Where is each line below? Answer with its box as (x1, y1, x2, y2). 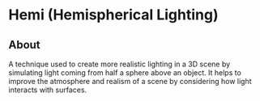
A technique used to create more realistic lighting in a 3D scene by (8, 59, 231, 69)
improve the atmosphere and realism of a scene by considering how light (8, 77, 253, 86)
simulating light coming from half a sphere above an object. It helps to (8, 68, 241, 78)
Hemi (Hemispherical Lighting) (8, 6, 219, 24)
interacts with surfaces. (8, 85, 87, 95)
